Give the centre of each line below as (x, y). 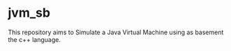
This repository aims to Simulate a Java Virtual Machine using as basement (116, 32)
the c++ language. (35, 39)
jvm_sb (29, 13)
